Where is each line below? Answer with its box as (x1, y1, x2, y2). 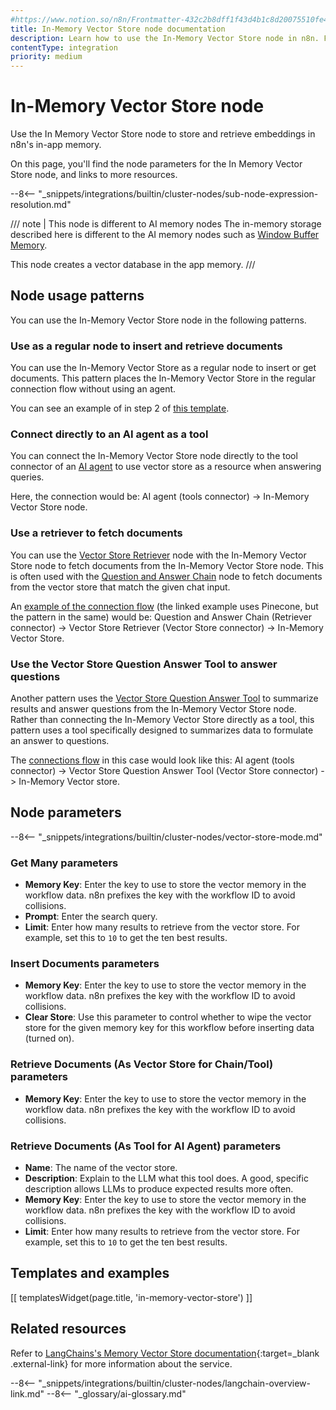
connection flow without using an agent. (10, 383, 177, 395)
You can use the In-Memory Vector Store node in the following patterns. (10, 314, 307, 326)
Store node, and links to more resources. (10, 169, 178, 181)
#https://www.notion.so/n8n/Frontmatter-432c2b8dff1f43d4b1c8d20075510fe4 (10, 14, 329, 25)
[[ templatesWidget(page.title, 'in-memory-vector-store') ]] (10, 1291, 253, 1303)
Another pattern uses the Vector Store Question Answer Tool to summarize (10, 692, 319, 705)
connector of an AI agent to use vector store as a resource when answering (10, 461, 322, 473)
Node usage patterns (10, 287, 145, 305)
